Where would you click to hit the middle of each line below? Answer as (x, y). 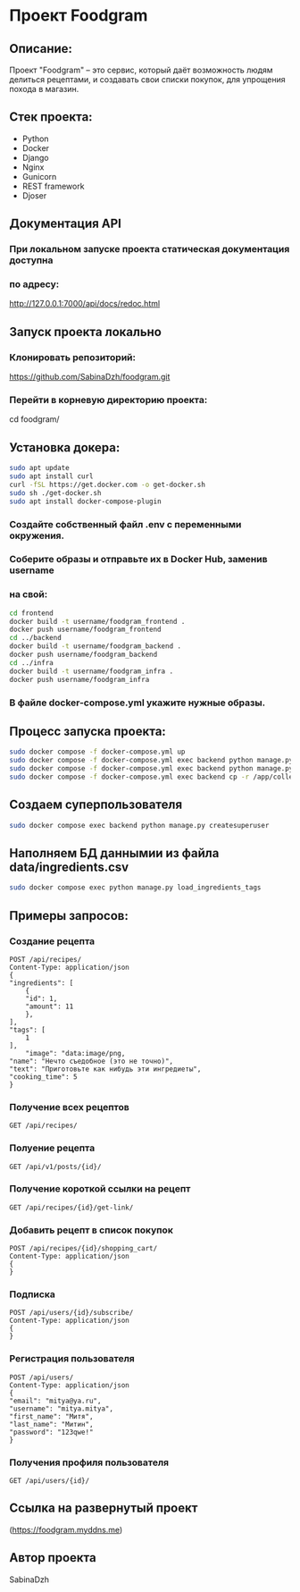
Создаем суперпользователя (96, 805)
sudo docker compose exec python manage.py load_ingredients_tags (135, 888)
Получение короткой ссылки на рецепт (100, 1189)
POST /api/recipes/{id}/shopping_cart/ (83, 1249)
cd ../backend (36, 638)
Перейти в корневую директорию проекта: (108, 400)
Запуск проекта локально (86, 332)
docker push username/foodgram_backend (83, 655)
